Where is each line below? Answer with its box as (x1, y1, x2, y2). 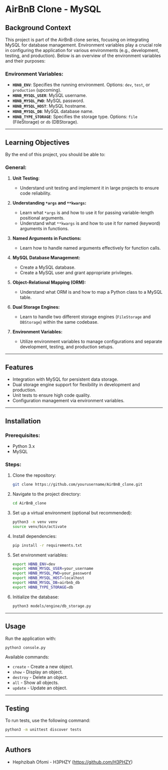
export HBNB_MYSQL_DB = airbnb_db (12, 580, 80, 585)
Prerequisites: (5, 432, 40, 439)
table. (19, 294, 32, 301)
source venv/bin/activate (12, 524, 66, 529)
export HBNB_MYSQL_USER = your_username (12, 566, 93, 571)
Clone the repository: (12, 472, 56, 478)
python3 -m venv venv (12, 519, 58, 524)
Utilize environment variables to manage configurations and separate (19, 339, 162, 345)
